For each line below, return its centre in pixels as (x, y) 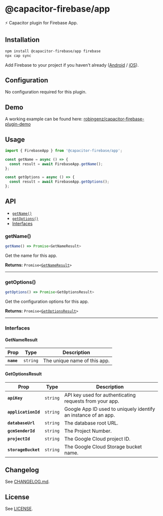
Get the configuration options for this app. (47, 302)
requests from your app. (92, 401)
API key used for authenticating (100, 395)
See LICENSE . (19, 509)
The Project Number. (88, 431)
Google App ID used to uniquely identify (110, 409)
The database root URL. (91, 423)
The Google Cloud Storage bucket (103, 446)
